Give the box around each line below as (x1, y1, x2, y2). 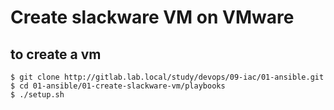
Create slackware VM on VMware (10, 6, 295, 29)
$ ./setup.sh (10, 90, 65, 100)
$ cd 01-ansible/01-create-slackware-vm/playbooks (10, 81, 226, 91)
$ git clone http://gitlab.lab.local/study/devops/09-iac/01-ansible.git (10, 72, 325, 82)
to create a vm (10, 46, 102, 63)
